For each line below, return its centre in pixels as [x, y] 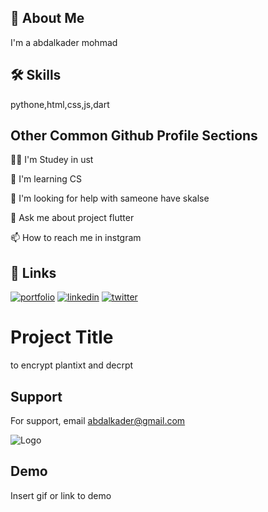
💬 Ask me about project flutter [72, 218]
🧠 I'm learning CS [46, 179]
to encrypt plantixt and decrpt [72, 365]
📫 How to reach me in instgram [76, 238]
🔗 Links [33, 272]
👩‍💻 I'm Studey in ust [52, 160]
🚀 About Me [47, 18]
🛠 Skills [36, 75]
